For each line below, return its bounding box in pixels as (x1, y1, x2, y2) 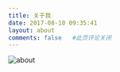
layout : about (8, 26, 56, 34)
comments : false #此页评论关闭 (8, 33, 112, 42)
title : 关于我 (8, 11, 52, 20)
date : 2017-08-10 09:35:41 (8, 19, 98, 27)
